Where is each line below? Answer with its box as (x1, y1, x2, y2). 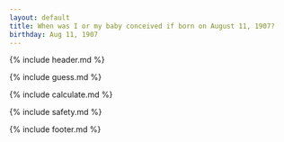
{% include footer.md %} (9, 124, 102, 135)
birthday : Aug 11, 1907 (9, 30, 99, 39)
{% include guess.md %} (9, 72, 102, 83)
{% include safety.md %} (9, 107, 102, 118)
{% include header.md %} (9, 55, 105, 66)
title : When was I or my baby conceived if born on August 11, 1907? (9, 22, 276, 31)
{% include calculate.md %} (9, 89, 113, 100)
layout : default (9, 13, 70, 22)
